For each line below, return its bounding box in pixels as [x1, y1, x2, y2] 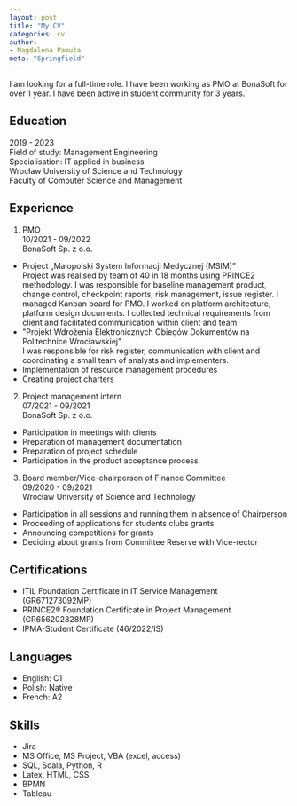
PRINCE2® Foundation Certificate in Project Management [21, 604, 231, 615]
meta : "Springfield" [9, 54, 86, 63]
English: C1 [21, 673, 63, 684]
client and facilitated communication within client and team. [21, 317, 239, 328]
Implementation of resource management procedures [21, 364, 218, 375]
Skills [9, 717, 40, 732]
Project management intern [21, 391, 122, 401]
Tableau [21, 788, 52, 799]
